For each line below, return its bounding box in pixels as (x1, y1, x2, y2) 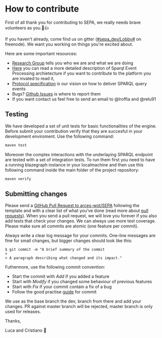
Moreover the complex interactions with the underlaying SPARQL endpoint (5, 151, 153, 157)
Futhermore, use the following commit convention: (5, 264, 105, 270)
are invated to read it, (12, 75, 55, 81)
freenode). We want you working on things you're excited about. (5, 41, 133, 47)
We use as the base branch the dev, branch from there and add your (5, 298, 142, 304)
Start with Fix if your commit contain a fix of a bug (12, 284, 112, 290)
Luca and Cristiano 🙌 (5, 327, 47, 333)
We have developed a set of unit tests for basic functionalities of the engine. (5, 123, 157, 129)
